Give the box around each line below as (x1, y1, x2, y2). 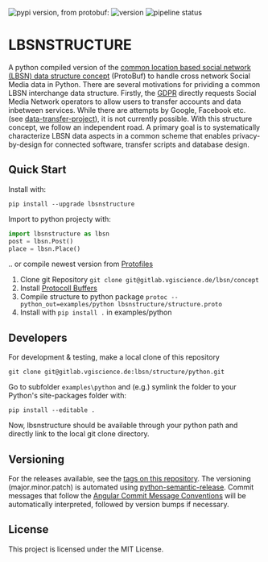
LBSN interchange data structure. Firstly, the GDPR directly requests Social (8, 88, 257, 98)
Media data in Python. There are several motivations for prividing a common (8, 79, 261, 89)
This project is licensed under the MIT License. (8, 544, 164, 554)
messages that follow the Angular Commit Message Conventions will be (8, 491, 247, 500)
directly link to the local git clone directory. (8, 429, 150, 439)
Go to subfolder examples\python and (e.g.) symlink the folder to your (8, 382, 237, 392)
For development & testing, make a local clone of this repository (8, 352, 220, 362)
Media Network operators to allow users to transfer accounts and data (8, 97, 241, 106)
